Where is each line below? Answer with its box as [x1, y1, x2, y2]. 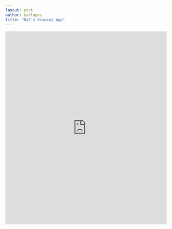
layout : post [5, 7, 33, 13]
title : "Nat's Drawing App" [5, 17, 66, 22]
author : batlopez [5, 12, 42, 17]
